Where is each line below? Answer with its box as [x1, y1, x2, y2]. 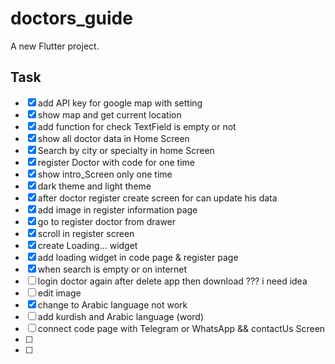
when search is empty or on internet [37, 263, 188, 275]
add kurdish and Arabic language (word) [37, 310, 204, 322]
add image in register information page [37, 203, 198, 216]
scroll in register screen [37, 227, 135, 239]
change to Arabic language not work [37, 298, 188, 311]
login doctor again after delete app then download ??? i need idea [37, 275, 308, 287]
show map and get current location [37, 108, 182, 121]
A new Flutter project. [10, 40, 100, 52]
